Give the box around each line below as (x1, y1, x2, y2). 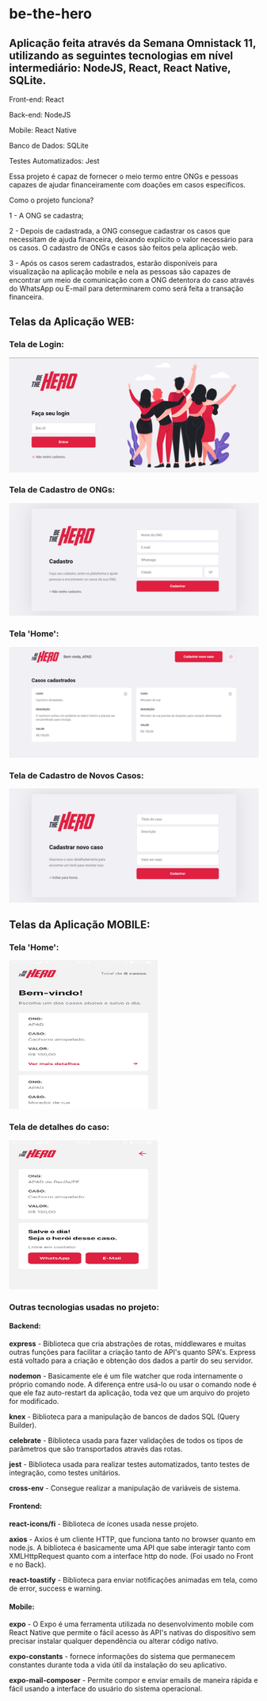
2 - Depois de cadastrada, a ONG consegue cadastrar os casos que (9, 226, 231, 235)
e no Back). (9, 1560, 47, 1569)
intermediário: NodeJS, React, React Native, (9, 61, 231, 75)
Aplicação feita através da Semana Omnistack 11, (9, 37, 257, 50)
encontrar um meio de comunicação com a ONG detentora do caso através (9, 276, 254, 284)
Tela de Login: (9, 339, 64, 350)
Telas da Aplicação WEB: (9, 315, 135, 329)
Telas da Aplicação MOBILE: (9, 918, 151, 931)
